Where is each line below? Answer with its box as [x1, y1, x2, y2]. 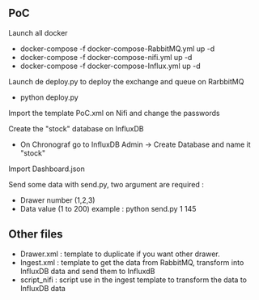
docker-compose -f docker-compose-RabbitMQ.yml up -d [19, 44, 215, 54]
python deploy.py [19, 92, 79, 102]
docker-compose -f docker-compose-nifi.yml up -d [19, 52, 193, 62]
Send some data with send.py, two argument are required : [8, 179, 205, 189]
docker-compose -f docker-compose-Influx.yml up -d [19, 61, 201, 71]
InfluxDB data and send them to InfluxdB [19, 266, 155, 276]
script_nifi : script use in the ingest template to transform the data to [19, 275, 247, 285]
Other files [8, 227, 63, 242]
